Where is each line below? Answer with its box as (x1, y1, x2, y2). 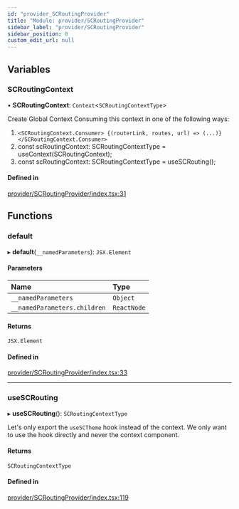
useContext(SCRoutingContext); (17, 149, 112, 158)
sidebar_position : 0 (7, 30, 69, 38)
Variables (7, 63, 51, 75)
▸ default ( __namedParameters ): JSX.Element (7, 247, 132, 256)
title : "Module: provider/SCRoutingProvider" (7, 17, 144, 24)
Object (112, 293, 135, 302)
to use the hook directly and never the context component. (7, 430, 180, 439)
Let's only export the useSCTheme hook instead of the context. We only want (7, 423, 228, 431)
